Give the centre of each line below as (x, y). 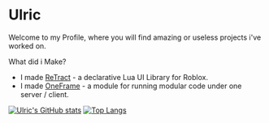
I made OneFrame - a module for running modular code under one (131, 86)
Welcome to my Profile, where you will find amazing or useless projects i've (135, 37)
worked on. (27, 45)
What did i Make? (37, 61)
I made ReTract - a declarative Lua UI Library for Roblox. (114, 77)
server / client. (44, 94)
